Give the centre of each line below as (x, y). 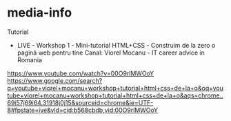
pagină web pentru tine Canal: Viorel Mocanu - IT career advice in (111, 53)
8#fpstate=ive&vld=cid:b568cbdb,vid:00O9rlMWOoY (83, 110)
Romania (30, 59)
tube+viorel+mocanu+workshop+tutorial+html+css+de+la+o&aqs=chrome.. (115, 95)
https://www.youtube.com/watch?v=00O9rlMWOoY (81, 73)
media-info (40, 13)
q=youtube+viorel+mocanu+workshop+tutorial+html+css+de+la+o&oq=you (115, 88)
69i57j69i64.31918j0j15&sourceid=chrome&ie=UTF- (80, 102)
